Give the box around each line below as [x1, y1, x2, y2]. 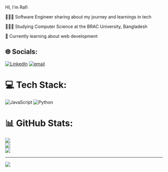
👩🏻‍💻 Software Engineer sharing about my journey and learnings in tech [5, 14, 151, 19]
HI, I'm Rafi [5, 4, 28, 10]
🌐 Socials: [5, 47, 38, 56]
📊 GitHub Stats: [5, 117, 73, 129]
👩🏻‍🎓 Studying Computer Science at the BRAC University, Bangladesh [5, 23, 147, 29]
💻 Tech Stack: [5, 79, 67, 90]
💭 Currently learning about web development [5, 33, 98, 39]
